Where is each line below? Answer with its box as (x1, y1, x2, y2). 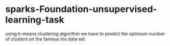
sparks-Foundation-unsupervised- (5, 3, 157, 15)
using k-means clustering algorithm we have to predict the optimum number (5, 30, 165, 36)
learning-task (5, 14, 65, 25)
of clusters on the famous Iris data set (5, 36, 85, 42)
